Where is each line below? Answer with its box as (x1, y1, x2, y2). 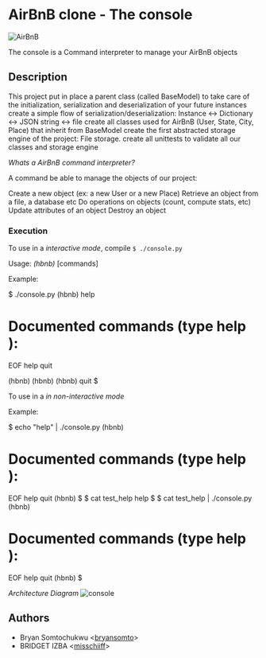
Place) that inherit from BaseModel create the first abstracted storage (8, 125, 236, 134)
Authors (8, 611, 50, 625)
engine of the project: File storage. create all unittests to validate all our (8, 134, 241, 143)
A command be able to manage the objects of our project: (8, 173, 198, 182)
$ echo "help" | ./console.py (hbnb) (8, 422, 125, 431)
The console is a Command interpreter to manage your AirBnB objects (8, 47, 238, 56)
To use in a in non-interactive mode (8, 391, 125, 401)
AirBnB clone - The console (8, 6, 193, 24)
